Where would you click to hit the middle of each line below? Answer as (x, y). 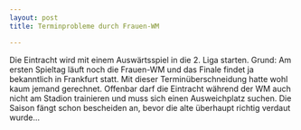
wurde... (25, 117)
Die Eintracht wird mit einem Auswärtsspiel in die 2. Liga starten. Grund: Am (150, 60)
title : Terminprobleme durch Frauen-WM (85, 26)
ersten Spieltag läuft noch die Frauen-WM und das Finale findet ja (132, 70)
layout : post (34, 18)
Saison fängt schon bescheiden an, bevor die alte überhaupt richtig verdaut (150, 107)
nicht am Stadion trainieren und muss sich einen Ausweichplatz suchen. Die (150, 98)
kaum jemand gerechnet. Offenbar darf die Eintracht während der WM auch (150, 88)
